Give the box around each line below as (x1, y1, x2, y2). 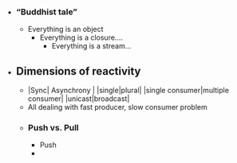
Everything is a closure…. (39, 33, 124, 42)
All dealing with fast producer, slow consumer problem (27, 103, 207, 112)
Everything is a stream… (51, 41, 132, 51)
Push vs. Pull (27, 122, 80, 134)
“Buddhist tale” (15, 6, 77, 17)
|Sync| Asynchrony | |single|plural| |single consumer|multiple (27, 86, 230, 95)
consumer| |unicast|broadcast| (27, 94, 130, 103)
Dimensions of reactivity (15, 64, 141, 78)
